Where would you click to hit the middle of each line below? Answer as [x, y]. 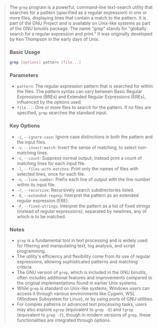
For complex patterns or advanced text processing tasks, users [82, 304]
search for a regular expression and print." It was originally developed [81, 34]
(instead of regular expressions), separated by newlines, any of [82, 211]
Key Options [25, 126]
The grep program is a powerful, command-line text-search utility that [81, 7]
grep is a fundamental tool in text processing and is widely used [82, 240]
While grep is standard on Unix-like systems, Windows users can [83, 288]
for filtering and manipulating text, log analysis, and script [76, 246]
